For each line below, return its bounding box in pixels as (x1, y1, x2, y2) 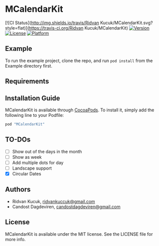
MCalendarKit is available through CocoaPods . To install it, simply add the (5, 107, 155, 113)
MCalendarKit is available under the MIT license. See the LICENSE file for (5, 231, 153, 237)
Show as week (12, 154, 42, 160)
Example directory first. (5, 63, 53, 69)
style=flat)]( (5, 25, 29, 31)
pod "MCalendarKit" (5, 122, 45, 127)
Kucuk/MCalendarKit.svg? (100, 20, 153, 26)
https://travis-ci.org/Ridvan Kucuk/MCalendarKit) (28, 25, 129, 31)
